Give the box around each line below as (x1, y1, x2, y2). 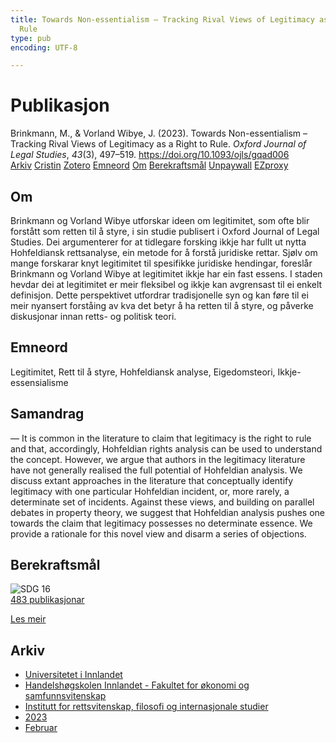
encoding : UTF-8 (10, 42, 78, 53)
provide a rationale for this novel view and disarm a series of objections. (10, 527, 307, 540)
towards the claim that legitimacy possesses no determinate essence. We (10, 517, 313, 529)
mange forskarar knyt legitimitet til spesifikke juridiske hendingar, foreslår (10, 257, 313, 269)
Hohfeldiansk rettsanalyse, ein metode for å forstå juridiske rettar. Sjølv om (10, 247, 318, 258)
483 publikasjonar (10, 594, 85, 606)
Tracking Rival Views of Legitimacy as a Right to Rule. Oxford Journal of (10, 138, 307, 150)
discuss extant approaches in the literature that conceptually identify (10, 474, 294, 486)
